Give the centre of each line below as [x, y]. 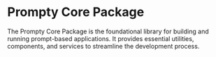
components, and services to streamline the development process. [103, 46]
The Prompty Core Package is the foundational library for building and [108, 31]
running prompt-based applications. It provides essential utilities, [101, 38]
